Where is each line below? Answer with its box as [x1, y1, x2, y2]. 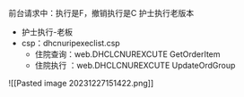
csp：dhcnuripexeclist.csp [21, 38, 120, 48]
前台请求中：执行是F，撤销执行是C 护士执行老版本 [8, 8, 195, 18]
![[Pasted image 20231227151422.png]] [8, 78, 154, 88]
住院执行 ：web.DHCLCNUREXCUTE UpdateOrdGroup [34, 61, 236, 70]
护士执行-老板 [21, 27, 74, 37]
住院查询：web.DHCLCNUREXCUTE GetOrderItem [34, 49, 221, 60]
